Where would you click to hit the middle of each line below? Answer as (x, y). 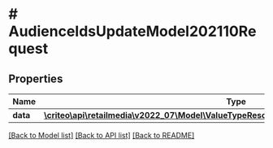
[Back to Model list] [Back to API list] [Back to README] (102, 135)
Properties (36, 78)
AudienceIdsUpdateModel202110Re (132, 31)
